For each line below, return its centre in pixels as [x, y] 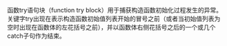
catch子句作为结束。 [36, 36]
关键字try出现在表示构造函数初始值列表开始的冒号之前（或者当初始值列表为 [114, 19]
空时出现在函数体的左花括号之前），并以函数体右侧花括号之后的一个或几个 [111, 27]
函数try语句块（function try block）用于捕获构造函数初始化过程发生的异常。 [115, 10]
